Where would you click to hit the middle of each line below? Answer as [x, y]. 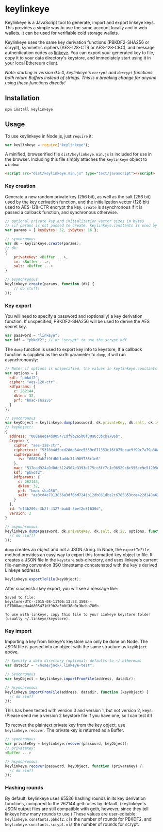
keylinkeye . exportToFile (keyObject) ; [43, 579]
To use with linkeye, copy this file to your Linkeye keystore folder [78, 615]
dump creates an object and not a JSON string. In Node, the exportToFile [77, 550]
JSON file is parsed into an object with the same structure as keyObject [76, 647]
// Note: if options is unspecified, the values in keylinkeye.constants [81, 368]
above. [12, 652]
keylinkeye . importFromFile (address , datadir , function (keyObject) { [77, 692]
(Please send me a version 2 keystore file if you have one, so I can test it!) [79, 716]
